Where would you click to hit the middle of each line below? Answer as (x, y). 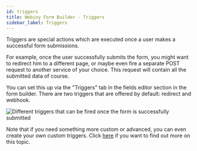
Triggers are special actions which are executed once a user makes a (91, 40)
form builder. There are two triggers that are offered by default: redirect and (99, 94)
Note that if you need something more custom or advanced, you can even (96, 129)
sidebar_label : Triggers (37, 23)
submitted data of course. (38, 76)
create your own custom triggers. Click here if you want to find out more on (98, 136)
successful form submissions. (43, 46)
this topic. (18, 142)
